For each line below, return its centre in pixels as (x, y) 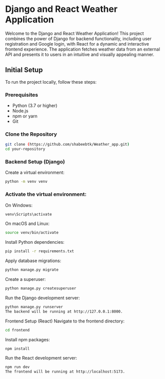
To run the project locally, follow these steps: (51, 82)
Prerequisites (22, 95)
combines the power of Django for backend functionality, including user (79, 39)
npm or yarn (25, 116)
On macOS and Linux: (27, 223)
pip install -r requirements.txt (40, 251)
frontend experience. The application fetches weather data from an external (82, 49)
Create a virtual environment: (35, 172)
